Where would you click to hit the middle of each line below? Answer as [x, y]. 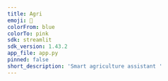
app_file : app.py [33, 54]
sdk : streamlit [30, 40]
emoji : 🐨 [20, 20]
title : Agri [25, 14]
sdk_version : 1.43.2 [38, 46]
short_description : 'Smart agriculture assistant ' [85, 66]
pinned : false [28, 60]
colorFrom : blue [31, 27]
